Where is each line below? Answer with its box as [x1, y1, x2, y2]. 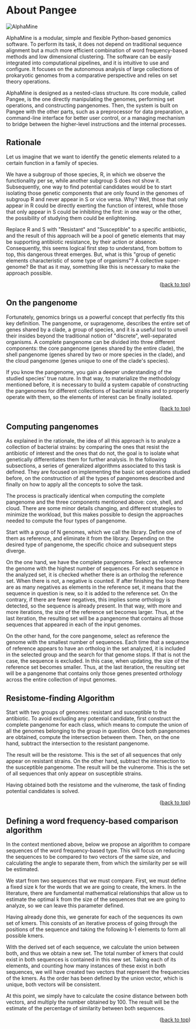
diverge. [6, 547, 26, 555]
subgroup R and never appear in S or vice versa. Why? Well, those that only [6, 195, 188, 203]
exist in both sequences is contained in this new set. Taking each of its [6, 956, 177, 963]
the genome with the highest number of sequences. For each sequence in [6, 565, 184, 572]
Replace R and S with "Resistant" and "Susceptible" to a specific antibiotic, [6, 225, 187, 232]
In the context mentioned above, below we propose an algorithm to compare [6, 841, 191, 848]
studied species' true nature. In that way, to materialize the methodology [6, 375, 181, 382]
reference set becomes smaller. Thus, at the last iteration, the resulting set [6, 664, 185, 671]
